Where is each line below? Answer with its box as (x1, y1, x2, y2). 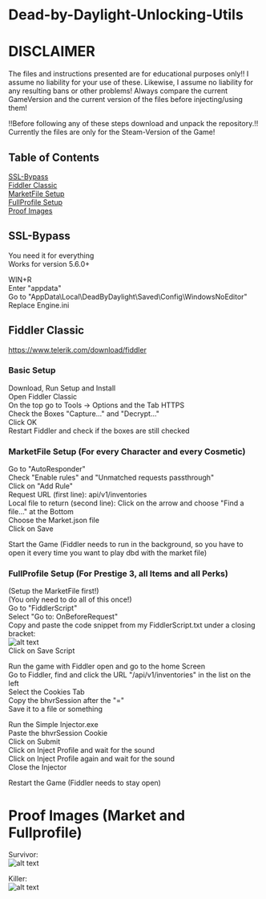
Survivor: (8, 850, 38, 860)
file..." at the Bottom (8, 507, 75, 517)
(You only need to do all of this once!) (8, 595, 132, 604)
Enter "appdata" (8, 283, 62, 292)
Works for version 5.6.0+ (8, 259, 91, 268)
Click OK (8, 417, 38, 427)
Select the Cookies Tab (8, 687, 86, 697)
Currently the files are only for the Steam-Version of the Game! (8, 127, 216, 137)
